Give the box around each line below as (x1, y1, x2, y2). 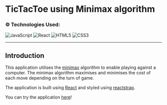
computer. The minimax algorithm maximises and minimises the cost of (5, 70, 151, 76)
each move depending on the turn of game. (5, 75, 94, 81)
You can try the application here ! (5, 94, 72, 100)
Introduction (5, 51, 45, 60)
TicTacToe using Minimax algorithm (5, 3, 155, 15)
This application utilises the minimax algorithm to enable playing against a (5, 64, 156, 70)
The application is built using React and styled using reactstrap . (5, 85, 136, 91)
